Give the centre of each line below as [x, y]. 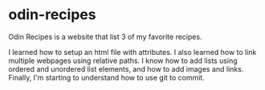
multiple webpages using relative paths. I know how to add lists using [123, 61]
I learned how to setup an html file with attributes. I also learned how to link [132, 52]
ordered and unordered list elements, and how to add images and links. [126, 68]
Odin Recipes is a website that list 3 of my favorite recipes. [105, 37]
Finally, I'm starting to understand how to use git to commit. [106, 77]
